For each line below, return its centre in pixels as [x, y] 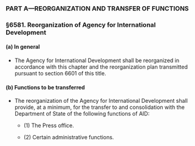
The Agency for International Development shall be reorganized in [97, 61]
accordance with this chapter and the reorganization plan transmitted [101, 67]
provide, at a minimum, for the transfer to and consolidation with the [99, 107]
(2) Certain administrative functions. [69, 137]
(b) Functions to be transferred [46, 87]
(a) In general [23, 47]
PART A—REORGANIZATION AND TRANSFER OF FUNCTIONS [97, 9]
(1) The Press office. [49, 125]
